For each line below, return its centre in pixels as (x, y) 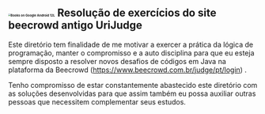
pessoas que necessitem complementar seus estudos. (97, 101)
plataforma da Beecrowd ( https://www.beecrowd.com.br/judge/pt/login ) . (128, 70)
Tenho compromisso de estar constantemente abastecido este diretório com (133, 85)
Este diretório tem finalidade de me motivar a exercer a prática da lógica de (131, 44)
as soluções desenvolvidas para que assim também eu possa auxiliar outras (132, 93)
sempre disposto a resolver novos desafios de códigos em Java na (117, 61)
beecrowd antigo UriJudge (75, 26)
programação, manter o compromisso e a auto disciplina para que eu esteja (131, 53)
